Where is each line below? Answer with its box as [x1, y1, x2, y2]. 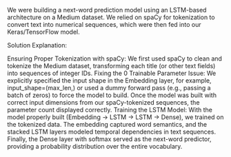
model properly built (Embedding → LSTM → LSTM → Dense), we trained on [7, 113, 224, 121]
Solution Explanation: [7, 41, 68, 49]
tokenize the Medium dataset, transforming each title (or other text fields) [7, 62, 216, 70]
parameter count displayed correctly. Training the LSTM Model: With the [7, 106, 212, 114]
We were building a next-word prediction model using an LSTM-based [7, 6, 207, 14]
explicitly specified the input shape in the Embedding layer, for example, [7, 76, 212, 85]
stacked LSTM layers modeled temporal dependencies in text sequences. [7, 127, 216, 136]
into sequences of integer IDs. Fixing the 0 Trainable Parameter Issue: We [7, 69, 217, 77]
